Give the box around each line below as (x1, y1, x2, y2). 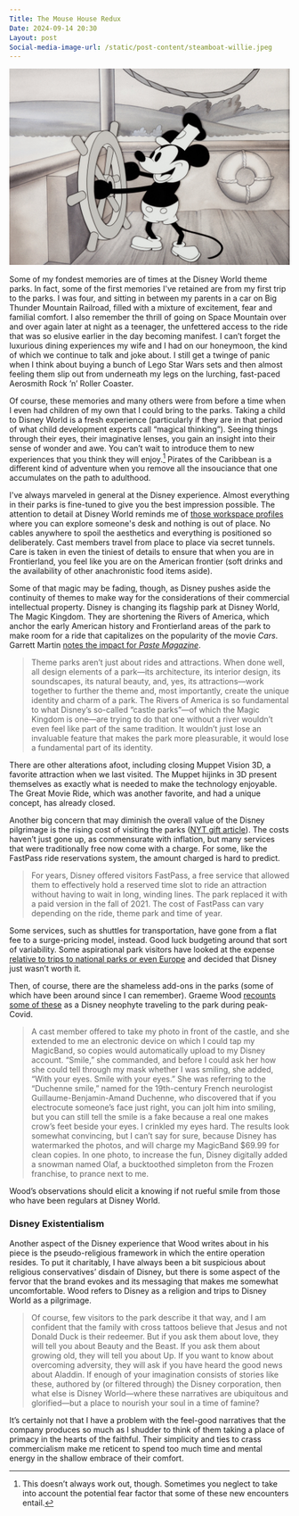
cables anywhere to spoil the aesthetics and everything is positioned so (9, 527, 272, 539)
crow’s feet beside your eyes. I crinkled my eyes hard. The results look (30, 1121, 290, 1132)
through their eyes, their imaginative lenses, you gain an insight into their (9, 433, 276, 443)
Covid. (9, 1009, 34, 1020)
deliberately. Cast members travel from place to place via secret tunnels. (9, 537, 276, 548)
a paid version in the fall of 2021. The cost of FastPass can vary (30, 899, 264, 909)
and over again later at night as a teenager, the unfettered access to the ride (9, 321, 288, 332)
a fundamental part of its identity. (30, 742, 154, 753)
